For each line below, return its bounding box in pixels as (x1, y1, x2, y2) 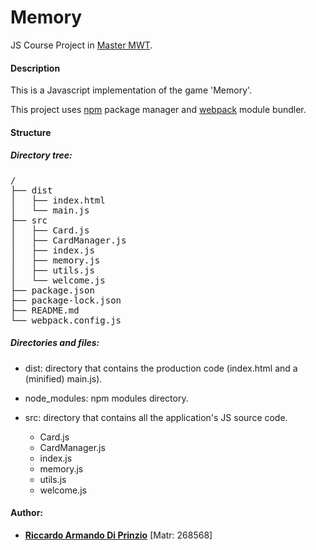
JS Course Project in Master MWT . (10, 39, 153, 51)
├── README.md (10, 304, 80, 316)
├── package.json (10, 284, 95, 296)
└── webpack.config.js (10, 314, 122, 326)
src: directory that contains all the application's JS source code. (24, 411, 288, 423)
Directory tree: (10, 149, 73, 161)
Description (10, 62, 61, 74)
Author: (10, 507, 44, 519)
